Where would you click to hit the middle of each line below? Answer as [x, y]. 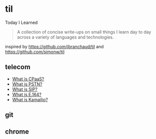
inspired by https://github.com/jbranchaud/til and [54, 46]
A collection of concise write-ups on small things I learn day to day [84, 32]
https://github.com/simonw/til [35, 52]
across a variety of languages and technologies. [65, 37]
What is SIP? [25, 89]
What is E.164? [27, 94]
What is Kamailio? [30, 99]
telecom [18, 67]
